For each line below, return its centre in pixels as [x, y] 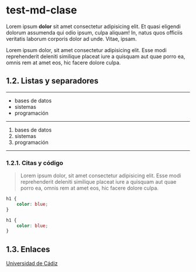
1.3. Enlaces [28, 249]
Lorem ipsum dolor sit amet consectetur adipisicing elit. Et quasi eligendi [93, 26]
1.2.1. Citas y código [35, 163]
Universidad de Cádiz [32, 263]
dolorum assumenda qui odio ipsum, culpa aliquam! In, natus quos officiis [94, 32]
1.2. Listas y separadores [52, 81]
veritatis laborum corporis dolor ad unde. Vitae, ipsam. [71, 39]
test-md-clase [42, 10]
